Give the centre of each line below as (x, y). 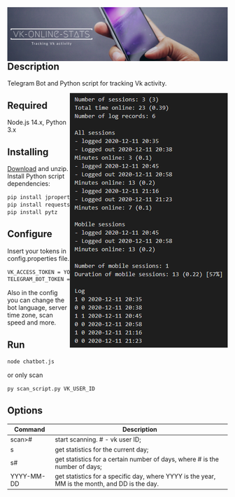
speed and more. (32, 322)
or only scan (25, 375)
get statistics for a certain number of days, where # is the (137, 459)
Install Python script (36, 176)
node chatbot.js (31, 362)
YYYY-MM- (28, 477)
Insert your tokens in (37, 251)
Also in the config (33, 293)
